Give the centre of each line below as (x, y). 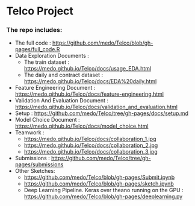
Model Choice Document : (47, 120)
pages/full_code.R (37, 49)
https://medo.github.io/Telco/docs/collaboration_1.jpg (90, 139)
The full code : (33, 43)
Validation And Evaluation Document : (62, 101)
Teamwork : (29, 133)
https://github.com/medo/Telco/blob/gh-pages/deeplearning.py (103, 196)
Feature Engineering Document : (55, 88)
